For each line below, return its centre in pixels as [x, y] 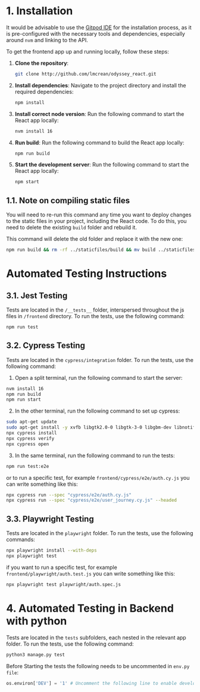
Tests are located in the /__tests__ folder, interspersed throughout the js [95, 310]
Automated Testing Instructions [87, 274]
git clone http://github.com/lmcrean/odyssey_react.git [85, 74]
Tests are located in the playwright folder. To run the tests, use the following [100, 533]
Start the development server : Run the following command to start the [102, 165]
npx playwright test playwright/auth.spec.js [63, 584]
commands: [21, 540]
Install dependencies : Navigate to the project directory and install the [100, 85]
